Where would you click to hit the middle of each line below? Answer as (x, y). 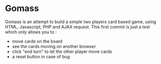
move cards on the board (37, 41)
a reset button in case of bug (41, 56)
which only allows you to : (31, 32)
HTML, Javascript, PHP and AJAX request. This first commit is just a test (78, 26)
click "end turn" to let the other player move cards (62, 51)
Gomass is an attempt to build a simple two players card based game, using (80, 22)
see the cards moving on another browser (54, 46)
